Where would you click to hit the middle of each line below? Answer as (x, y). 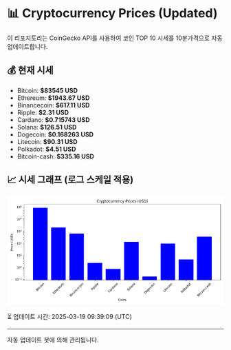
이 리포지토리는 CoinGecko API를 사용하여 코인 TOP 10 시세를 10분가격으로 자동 (115, 38)
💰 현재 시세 (30, 71)
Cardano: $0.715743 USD (54, 120)
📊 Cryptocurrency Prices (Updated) (112, 13)
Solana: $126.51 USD (47, 127)
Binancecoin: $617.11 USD (53, 105)
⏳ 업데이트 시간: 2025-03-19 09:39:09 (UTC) (70, 316)
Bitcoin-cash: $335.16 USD (55, 156)
